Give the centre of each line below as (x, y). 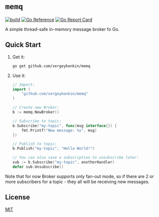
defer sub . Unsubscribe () (38, 167)
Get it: (18, 57)
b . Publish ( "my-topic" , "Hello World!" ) (53, 149)
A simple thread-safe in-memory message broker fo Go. (62, 29)
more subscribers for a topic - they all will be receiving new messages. (77, 182)
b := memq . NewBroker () (36, 112)
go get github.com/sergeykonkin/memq (51, 66)
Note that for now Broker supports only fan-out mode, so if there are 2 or (80, 176)
